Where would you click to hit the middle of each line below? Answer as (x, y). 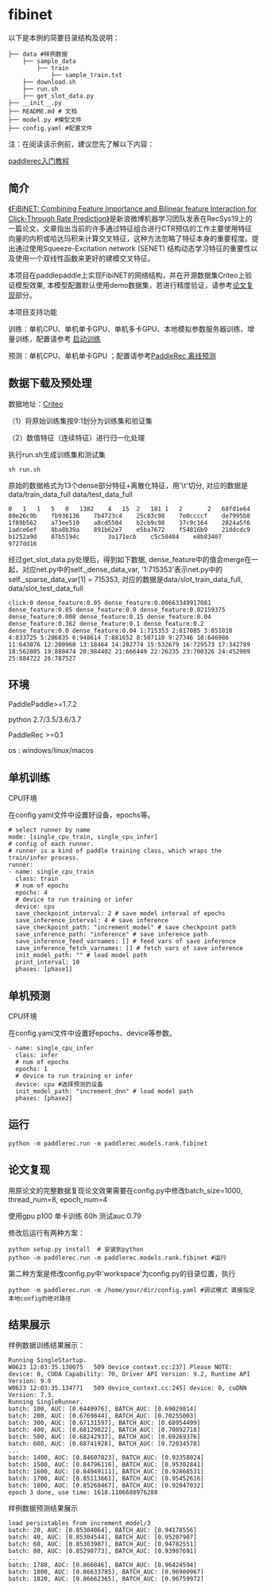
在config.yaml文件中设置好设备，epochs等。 (81, 815)
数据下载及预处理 (50, 383)
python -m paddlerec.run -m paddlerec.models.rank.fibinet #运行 (117, 1258)
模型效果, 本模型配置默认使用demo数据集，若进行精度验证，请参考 (124, 285)
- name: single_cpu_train (51, 872)
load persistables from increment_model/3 (79, 1523)
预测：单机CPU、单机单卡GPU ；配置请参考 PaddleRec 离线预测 (112, 355)
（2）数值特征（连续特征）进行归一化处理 (77, 437)
